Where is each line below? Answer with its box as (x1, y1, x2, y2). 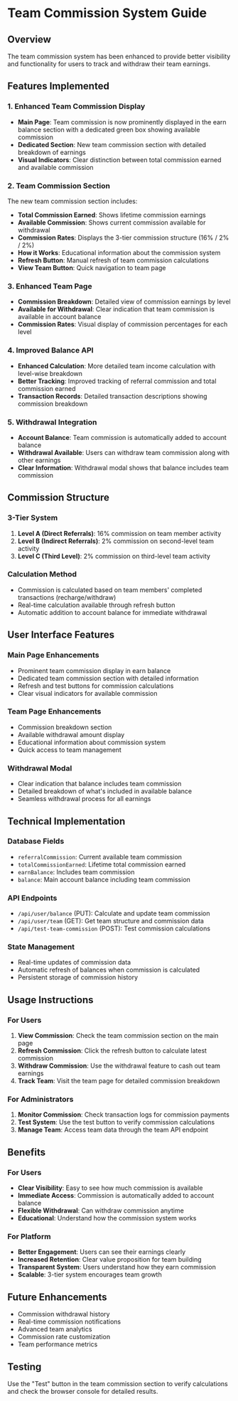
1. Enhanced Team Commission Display (7, 102, 146, 112)
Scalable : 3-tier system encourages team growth (17, 1270, 162, 1279)
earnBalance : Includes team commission (17, 867, 135, 876)
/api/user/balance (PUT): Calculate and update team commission (17, 909, 210, 918)
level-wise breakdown (17, 369, 83, 377)
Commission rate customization (17, 1333, 111, 1341)
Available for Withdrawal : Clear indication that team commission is (17, 305, 215, 313)
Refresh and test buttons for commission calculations (17, 681, 174, 690)
